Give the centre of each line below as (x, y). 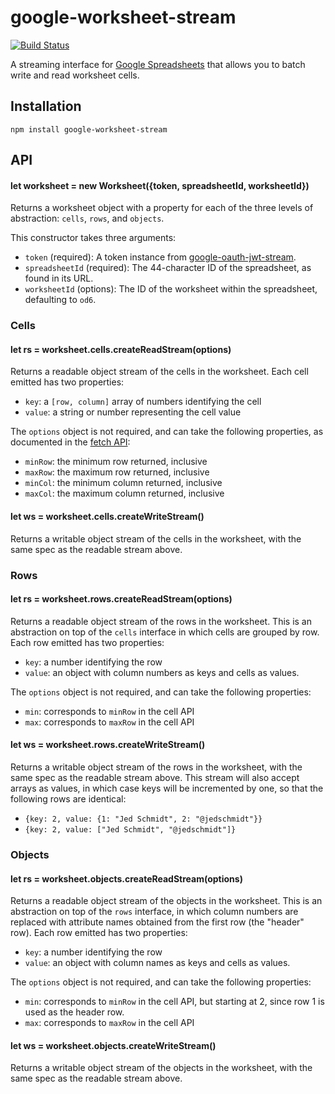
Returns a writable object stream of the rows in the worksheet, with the (156, 767)
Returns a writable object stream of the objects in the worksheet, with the (161, 1068)
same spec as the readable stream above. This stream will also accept (155, 777)
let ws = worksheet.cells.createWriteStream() (107, 517)
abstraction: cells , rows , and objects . (87, 218)
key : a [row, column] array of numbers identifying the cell (143, 402)
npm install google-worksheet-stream (89, 129)
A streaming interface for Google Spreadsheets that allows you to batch (158, 64)
